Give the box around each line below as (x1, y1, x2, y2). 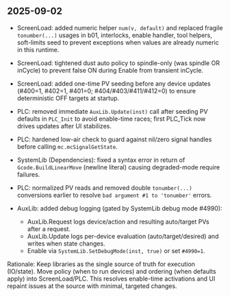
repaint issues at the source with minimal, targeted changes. (7, 281, 177, 290)
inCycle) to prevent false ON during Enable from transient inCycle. (16, 66, 204, 74)
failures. (16, 170, 40, 178)
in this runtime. (16, 45, 60, 54)
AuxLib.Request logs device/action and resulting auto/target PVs (27, 217, 210, 226)
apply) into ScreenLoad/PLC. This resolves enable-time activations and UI (7, 274, 216, 283)
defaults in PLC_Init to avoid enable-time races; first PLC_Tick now (16, 115, 206, 123)
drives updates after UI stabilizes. (16, 121, 112, 130)
